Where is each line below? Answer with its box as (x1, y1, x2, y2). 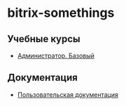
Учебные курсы (7, 33, 80, 45)
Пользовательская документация (17, 90, 119, 99)
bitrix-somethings (7, 5, 115, 21)
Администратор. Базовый (17, 51, 94, 60)
